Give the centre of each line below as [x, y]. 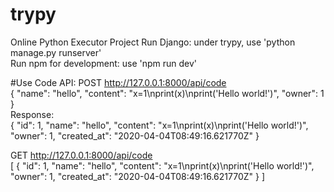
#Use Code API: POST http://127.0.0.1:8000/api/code [118, 82]
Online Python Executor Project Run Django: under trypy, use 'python [153, 42]
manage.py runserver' [56, 52]
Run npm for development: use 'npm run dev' [104, 63]
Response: [32, 114]
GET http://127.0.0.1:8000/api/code [81, 155]
